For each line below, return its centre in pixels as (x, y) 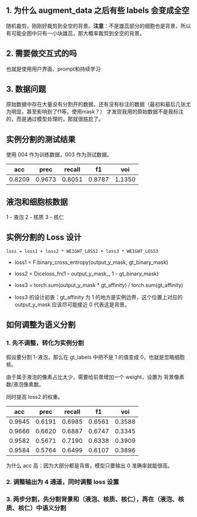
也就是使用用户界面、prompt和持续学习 (53, 69)
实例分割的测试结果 (41, 139)
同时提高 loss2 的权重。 (35, 396)
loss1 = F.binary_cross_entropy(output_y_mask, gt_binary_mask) (91, 262)
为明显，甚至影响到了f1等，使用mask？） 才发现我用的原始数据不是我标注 (95, 112)
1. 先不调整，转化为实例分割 (45, 343)
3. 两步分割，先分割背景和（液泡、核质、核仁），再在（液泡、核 (95, 499)
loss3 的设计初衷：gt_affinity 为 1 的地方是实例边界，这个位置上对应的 (98, 297)
